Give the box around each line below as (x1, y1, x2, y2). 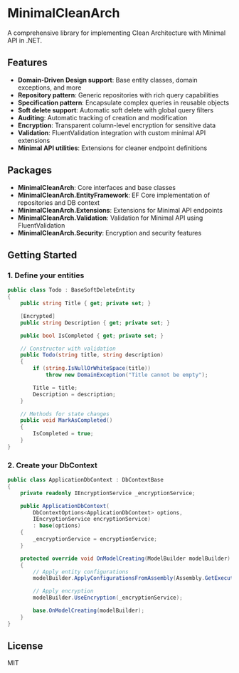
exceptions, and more (17, 83, 82, 92)
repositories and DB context (17, 198, 100, 207)
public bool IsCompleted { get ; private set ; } (20, 332, 164, 339)
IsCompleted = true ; (33, 430, 94, 438)
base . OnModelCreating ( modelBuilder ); (33, 607, 144, 615)
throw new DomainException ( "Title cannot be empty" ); (45, 371, 208, 378)
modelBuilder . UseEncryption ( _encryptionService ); (33, 594, 183, 602)
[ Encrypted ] (20, 312, 55, 319)
